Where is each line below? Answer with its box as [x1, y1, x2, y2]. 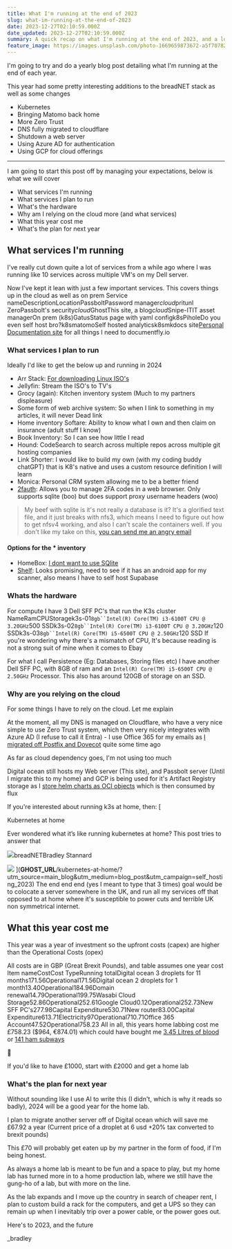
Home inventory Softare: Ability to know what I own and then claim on [17, 418, 216, 427]
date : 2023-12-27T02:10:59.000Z [7, 23, 100, 30]
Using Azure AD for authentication [17, 140, 115, 148]
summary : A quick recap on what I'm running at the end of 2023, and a [7, 36, 217, 43]
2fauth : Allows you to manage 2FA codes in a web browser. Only [17, 485, 201, 493]
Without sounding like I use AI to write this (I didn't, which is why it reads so [7, 1095, 222, 1104]
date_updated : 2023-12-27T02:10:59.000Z [7, 29, 126, 37]
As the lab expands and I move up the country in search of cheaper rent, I [7, 1193, 217, 1201]
